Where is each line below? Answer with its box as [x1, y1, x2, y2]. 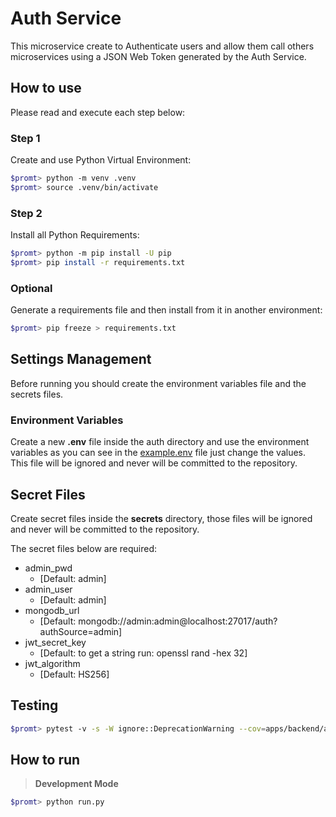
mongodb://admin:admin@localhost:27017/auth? [78, 615, 278, 627]
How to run [10, 752, 81, 769]
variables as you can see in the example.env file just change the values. [10, 447, 307, 459]
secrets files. [10, 388, 64, 400]
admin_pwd [24, 562, 73, 574]
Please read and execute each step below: [10, 106, 186, 118]
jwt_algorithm [24, 657, 81, 669]
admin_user [24, 583, 73, 595]
